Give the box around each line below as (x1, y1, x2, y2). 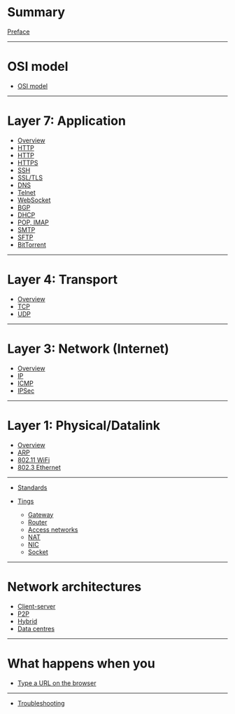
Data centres (17, 624, 55, 633)
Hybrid (17, 617, 38, 625)
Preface (7, 27, 30, 36)
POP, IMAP (17, 218, 49, 227)
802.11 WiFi (17, 455, 50, 464)
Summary (7, 4, 65, 20)
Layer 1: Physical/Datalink (7, 417, 161, 433)
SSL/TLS (17, 173, 43, 182)
